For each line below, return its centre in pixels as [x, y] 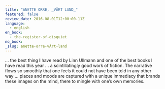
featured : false [22, 14]
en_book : [14, 32]
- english [19, 28]
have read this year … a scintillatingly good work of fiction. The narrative [79, 65]
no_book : [14, 42]
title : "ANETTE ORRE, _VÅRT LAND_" [42, 10]
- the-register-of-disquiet [38, 37]
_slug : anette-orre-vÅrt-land [36, 46]
